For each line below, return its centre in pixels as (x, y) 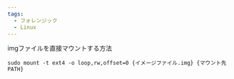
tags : (15, 14)
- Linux (25, 27)
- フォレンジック (36, 21)
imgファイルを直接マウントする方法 (60, 48)
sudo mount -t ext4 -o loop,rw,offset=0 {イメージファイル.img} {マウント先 (117, 63)
